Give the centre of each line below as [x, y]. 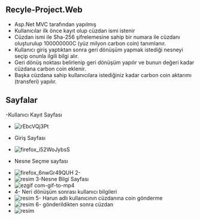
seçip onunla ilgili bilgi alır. [46, 56]
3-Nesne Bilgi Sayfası [62, 179]
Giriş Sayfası [30, 137]
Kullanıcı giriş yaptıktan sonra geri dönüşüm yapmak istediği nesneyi [99, 50]
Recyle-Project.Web [44, 10]
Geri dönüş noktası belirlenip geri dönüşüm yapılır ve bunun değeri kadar [104, 62]
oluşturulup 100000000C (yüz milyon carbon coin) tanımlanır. [90, 43]
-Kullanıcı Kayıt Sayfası [34, 114]
